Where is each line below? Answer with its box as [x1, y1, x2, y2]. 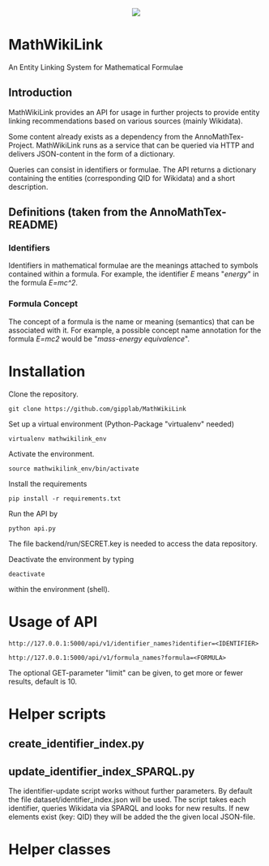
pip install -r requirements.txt [8, 495, 122, 503]
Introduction [8, 86, 73, 100]
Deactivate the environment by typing [8, 554, 134, 564]
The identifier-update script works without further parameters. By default [8, 787, 253, 795]
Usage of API [8, 612, 98, 631]
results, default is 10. [8, 676, 78, 686]
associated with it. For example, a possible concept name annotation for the [8, 325, 262, 335]
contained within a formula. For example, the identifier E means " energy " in [8, 269, 259, 279]
